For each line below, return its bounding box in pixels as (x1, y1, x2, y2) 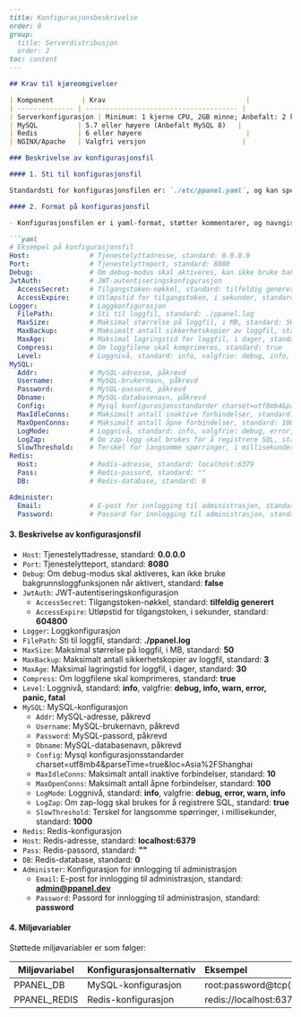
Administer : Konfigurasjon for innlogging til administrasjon (21, 864, 237, 874)
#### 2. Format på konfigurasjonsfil (9, 202, 150, 211)
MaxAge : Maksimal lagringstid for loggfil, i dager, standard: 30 (21, 663, 247, 674)
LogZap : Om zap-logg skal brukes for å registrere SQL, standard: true (35, 796, 289, 808)
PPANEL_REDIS (13, 993, 79, 1005)
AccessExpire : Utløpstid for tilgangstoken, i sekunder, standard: (35, 606, 269, 617)
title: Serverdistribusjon (17, 38, 118, 48)
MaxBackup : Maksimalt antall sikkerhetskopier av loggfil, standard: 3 (21, 653, 270, 664)
